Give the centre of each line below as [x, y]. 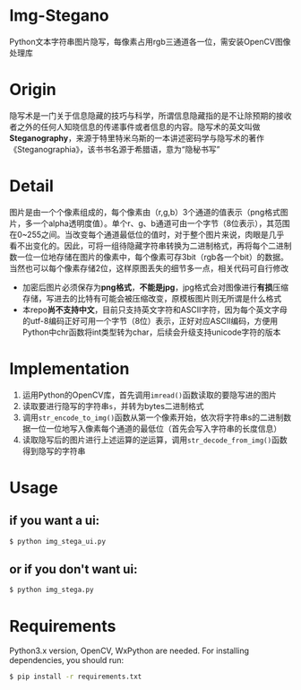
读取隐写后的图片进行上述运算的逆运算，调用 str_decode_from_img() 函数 [155, 440]
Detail [31, 186]
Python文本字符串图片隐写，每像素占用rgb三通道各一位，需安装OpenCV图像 [150, 41]
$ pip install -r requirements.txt [76, 677]
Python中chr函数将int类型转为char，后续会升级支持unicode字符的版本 [151, 332]
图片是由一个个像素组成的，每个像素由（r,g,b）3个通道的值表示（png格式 [145, 212]
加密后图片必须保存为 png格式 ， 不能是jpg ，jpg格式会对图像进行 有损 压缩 [155, 287]
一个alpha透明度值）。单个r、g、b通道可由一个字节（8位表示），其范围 [162, 223]
